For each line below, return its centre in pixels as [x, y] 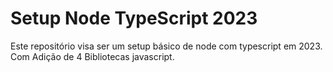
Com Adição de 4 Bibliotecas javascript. [92, 56]
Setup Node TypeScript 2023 [134, 18]
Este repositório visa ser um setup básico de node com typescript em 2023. [166, 46]
